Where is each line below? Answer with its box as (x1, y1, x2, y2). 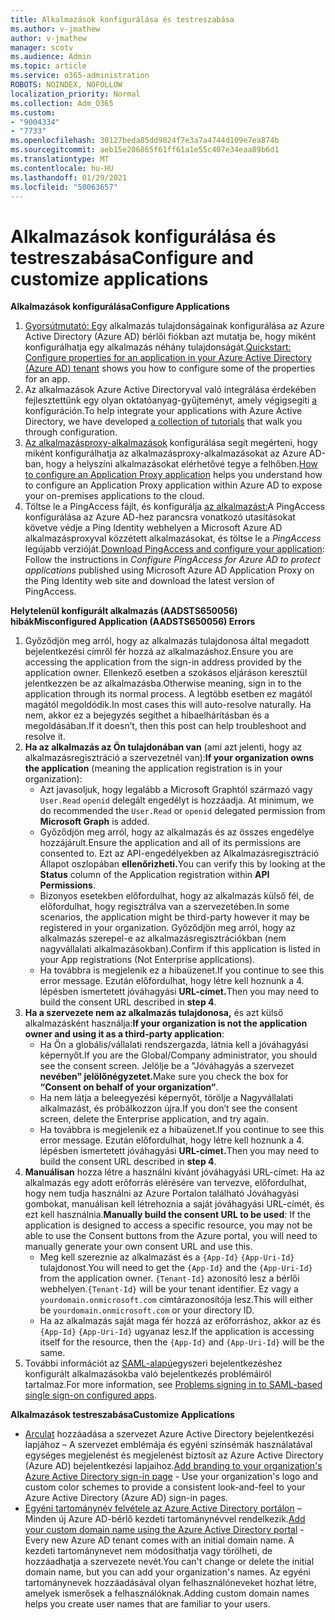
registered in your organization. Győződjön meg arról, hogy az (39, 922, 296, 934)
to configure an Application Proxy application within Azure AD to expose (24, 479, 323, 491)
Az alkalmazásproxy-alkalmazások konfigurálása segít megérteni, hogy (24, 437, 318, 449)
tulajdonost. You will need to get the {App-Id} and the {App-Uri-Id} (39, 1262, 313, 1274)
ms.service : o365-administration (10, 71, 150, 81)
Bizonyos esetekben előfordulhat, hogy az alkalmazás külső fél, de (39, 890, 315, 902)
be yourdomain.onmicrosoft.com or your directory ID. (39, 1304, 255, 1316)
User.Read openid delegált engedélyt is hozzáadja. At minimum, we (39, 794, 315, 806)
